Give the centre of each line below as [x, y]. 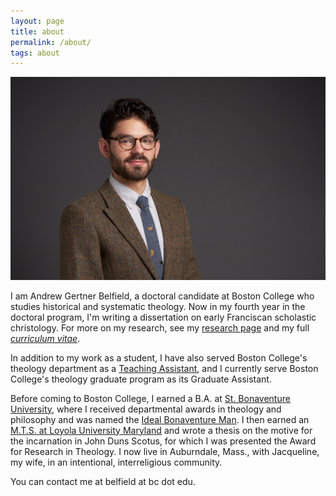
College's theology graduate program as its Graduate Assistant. [141, 379]
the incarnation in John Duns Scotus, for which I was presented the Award [163, 441]
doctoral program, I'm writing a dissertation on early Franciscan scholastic [163, 317]
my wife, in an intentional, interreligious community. [116, 462]
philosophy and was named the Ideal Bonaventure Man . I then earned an [160, 419]
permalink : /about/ [51, 42]
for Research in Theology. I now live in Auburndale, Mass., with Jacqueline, [165, 451]
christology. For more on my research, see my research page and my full [160, 327]
